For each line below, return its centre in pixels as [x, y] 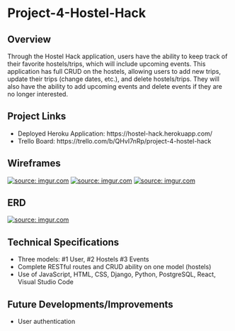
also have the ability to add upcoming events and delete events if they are [115, 86]
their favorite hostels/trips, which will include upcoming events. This [107, 64]
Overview [29, 39]
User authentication [46, 322]
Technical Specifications [63, 242]
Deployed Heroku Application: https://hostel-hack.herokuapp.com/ [115, 134]
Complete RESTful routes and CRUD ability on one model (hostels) [114, 267]
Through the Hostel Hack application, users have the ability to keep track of [117, 56]
